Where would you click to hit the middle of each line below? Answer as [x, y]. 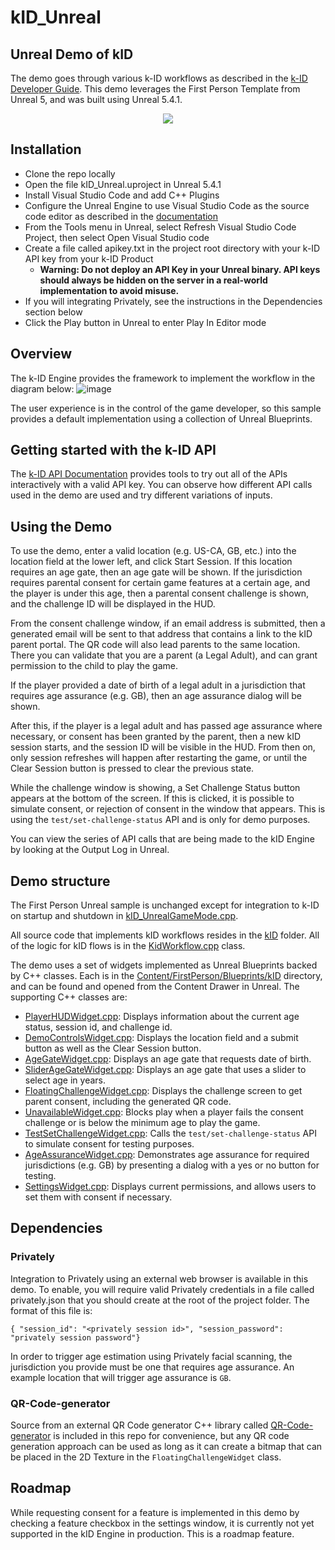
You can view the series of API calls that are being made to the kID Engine [162, 839]
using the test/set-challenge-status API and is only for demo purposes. [160, 820]
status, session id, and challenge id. [98, 1027]
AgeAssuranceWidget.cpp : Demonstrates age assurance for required [167, 1155]
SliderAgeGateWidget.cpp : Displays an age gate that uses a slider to [165, 1070]
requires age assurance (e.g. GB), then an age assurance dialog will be [156, 696]
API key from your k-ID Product [89, 258]
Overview [41, 354]
